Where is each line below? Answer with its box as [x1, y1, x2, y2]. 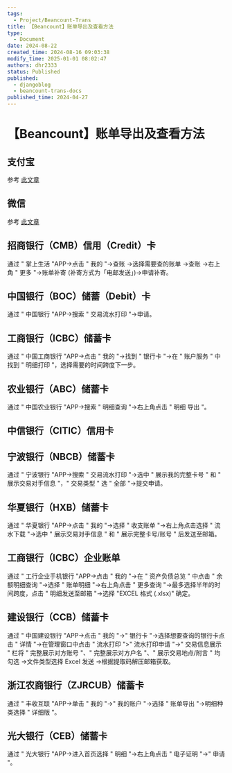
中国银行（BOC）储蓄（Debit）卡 [7, 291, 151, 303]
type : [7, 29, 23, 37]
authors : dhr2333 [7, 62, 57, 69]
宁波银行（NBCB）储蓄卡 [7, 450, 116, 462]
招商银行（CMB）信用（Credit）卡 [7, 240, 156, 252]
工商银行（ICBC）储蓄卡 [7, 332, 111, 344]
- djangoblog [13, 81, 51, 88]
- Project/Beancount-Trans [13, 17, 91, 24]
